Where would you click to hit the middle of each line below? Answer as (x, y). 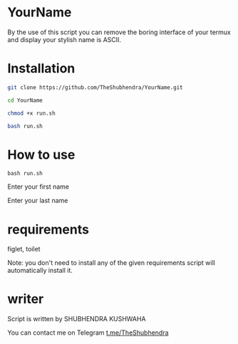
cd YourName (25, 100)
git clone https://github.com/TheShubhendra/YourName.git (95, 87)
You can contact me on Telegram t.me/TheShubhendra (88, 333)
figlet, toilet (24, 249)
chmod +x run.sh (31, 113)
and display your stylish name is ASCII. (64, 39)
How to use (41, 155)
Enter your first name (38, 187)
